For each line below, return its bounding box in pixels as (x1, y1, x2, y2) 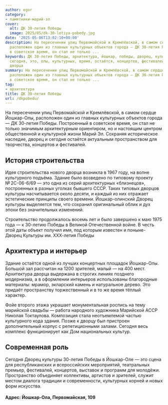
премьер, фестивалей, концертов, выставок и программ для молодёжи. (5, 367, 160, 373)
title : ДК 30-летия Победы (5, 91, 61, 96)
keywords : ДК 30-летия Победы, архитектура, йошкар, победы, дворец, (5, 54, 153, 59)
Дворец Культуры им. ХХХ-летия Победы (5, 233, 94, 239)
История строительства (5, 156, 84, 164)
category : (5, 12, 26, 17)
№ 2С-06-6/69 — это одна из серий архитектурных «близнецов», (5, 180, 146, 186)
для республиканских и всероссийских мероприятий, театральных (5, 361, 150, 367)
